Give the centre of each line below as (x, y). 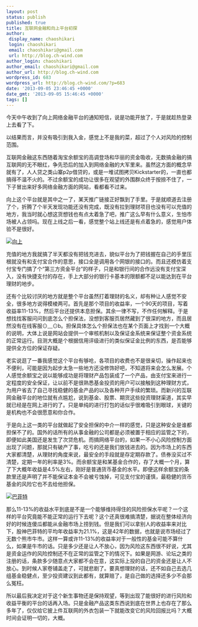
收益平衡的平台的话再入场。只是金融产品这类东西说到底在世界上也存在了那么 (99, 603)
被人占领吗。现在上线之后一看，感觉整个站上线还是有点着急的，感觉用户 (99, 221)
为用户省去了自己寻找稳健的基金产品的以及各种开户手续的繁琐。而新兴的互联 (99, 390)
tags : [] (17, 99)
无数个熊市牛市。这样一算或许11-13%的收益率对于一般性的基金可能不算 (92, 538)
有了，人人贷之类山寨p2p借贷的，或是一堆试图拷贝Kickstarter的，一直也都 (101, 172)
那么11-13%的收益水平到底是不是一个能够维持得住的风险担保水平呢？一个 (95, 509)
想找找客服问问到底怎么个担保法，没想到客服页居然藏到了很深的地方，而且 (96, 318)
